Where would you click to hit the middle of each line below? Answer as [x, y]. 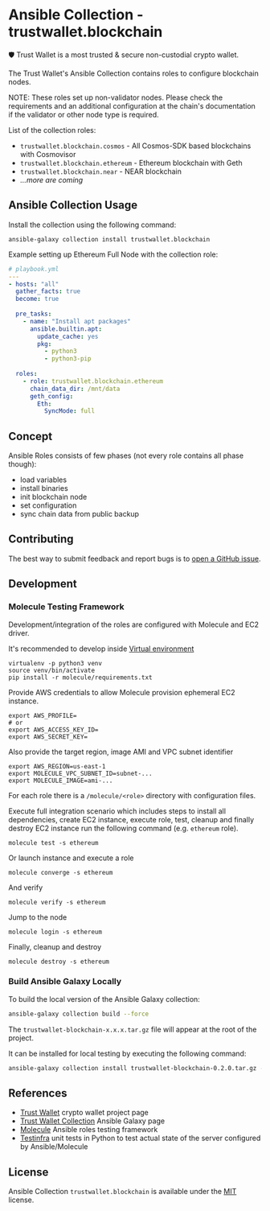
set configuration [48, 505]
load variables [43, 480]
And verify [26, 888]
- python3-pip [67, 359]
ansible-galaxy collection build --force [79, 1014]
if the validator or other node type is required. [84, 114]
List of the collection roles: [52, 130]
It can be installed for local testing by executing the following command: [127, 1053]
